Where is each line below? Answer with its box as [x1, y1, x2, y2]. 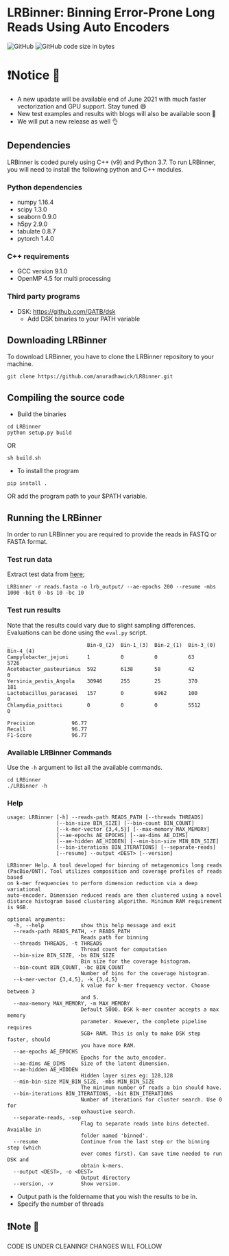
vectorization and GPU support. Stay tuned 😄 [16, 102, 147, 111]
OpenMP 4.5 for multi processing [16, 275, 111, 283]
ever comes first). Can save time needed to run [80, 1150, 223, 1158]
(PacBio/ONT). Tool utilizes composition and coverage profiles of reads [7, 868, 223, 875]
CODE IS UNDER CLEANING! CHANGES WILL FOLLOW [7, 1242, 162, 1251]
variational [7, 886, 41, 893]
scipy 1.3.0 [16, 205, 47, 214]
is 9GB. [7, 904, 29, 911]
